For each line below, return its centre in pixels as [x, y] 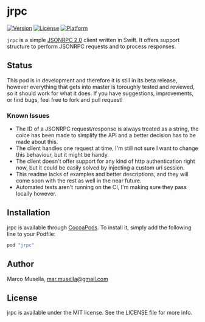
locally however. [36, 194]
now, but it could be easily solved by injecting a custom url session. [100, 168]
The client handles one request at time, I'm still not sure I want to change [107, 148]
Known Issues [28, 115]
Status [20, 66]
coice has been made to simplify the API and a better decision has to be [106, 135]
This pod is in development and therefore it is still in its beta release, [92, 80]
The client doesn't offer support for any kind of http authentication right [105, 161]
